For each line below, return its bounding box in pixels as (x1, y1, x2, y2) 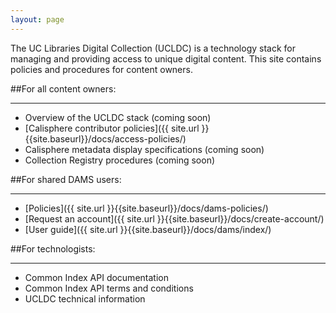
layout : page (10, 14, 65, 25)
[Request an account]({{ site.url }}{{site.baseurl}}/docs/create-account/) (24, 212, 325, 225)
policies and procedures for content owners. (10, 63, 193, 75)
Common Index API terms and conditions (24, 282, 194, 294)
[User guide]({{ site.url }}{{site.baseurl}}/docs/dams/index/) (24, 223, 272, 235)
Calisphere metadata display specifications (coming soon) (24, 143, 265, 155)
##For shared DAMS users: (10, 173, 122, 185)
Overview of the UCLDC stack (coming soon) (24, 111, 212, 123)
